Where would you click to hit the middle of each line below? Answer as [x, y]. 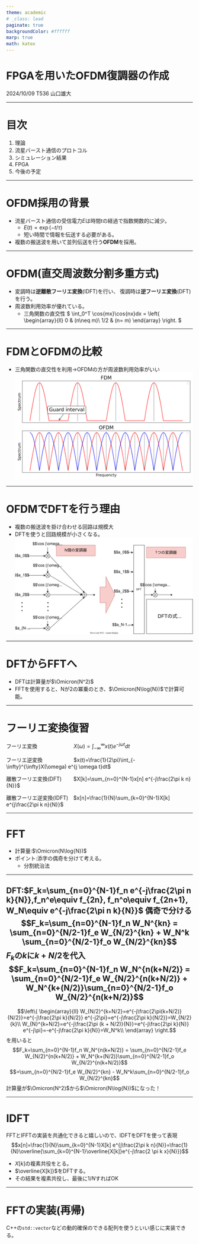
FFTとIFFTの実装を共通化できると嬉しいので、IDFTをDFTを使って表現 [92, 1135]
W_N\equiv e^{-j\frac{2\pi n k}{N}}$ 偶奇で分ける [99, 910]
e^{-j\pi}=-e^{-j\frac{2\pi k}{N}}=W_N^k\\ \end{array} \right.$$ [99, 1030]
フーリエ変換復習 [48, 728]
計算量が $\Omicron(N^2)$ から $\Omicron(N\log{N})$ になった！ [84, 1088]
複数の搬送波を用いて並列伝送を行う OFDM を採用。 [77, 242]
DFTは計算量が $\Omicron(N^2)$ [54, 682]
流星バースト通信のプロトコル [51, 150]
